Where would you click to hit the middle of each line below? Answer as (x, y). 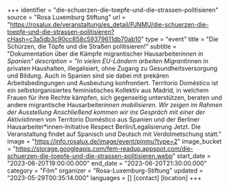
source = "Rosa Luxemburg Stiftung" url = (66, 17)
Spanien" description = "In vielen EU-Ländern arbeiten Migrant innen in (108, 61)
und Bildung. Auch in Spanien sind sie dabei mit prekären (88, 76)
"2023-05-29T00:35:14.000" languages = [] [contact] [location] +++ (104, 178)
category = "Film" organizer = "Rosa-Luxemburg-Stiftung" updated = (105, 170)
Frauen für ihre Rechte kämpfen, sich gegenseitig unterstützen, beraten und (115, 98)
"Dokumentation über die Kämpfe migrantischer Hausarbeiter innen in (105, 54)
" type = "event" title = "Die (179, 39)
